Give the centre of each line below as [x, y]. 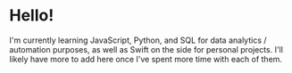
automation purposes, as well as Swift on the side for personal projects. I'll [146, 49]
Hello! [32, 16]
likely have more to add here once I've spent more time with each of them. [146, 59]
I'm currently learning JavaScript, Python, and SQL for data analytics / [138, 40]
